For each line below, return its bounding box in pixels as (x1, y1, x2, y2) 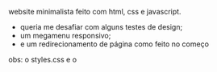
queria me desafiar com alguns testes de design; (19, 22, 183, 31)
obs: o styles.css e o (8, 55, 77, 64)
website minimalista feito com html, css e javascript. (8, 7, 182, 16)
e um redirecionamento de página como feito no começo (19, 39, 210, 49)
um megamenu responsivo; (19, 31, 111, 40)
